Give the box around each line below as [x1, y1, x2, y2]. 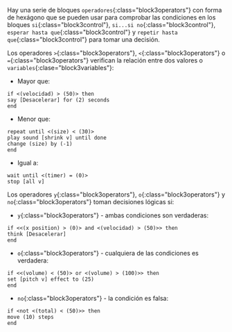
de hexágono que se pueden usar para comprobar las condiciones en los [7, 13, 216, 22]
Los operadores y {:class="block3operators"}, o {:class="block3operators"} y [7, 190, 226, 199]
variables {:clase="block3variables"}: [7, 64, 114, 72]
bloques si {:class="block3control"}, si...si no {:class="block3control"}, [7, 21, 216, 28]
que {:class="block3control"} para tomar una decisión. [7, 35, 161, 44]
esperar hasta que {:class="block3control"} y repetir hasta [7, 28, 178, 36]
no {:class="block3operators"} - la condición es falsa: [17, 294, 168, 302]
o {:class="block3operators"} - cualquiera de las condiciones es [17, 249, 199, 257]
